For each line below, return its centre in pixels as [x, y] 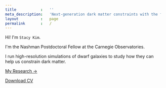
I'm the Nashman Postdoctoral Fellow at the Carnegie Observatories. [75, 47]
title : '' [30, 10]
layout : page [32, 19]
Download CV [19, 81]
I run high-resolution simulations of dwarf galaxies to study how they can [80, 57]
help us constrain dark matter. [36, 61]
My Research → [21, 71]
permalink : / [28, 23]
